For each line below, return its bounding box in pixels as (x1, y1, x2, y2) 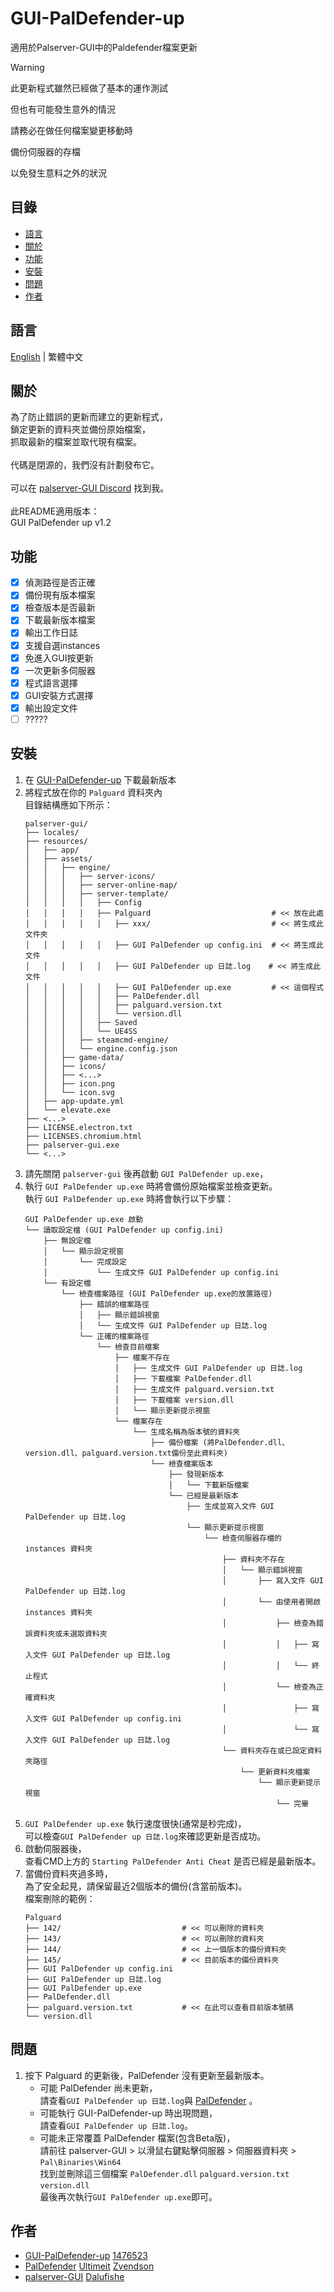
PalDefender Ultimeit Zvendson (24, 2260, 155, 2272)
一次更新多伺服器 (24, 664, 96, 676)
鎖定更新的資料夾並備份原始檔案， (10, 423, 151, 436)
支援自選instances (24, 639, 101, 651)
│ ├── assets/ (24, 853, 93, 864)
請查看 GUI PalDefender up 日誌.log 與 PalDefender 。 (39, 2094, 258, 2106)
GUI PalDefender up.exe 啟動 (24, 1214, 144, 1224)
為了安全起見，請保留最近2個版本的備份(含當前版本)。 (24, 1880, 248, 1892)
